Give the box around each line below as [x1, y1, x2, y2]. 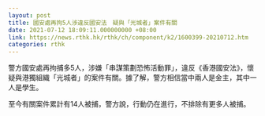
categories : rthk [8, 41, 65, 49]
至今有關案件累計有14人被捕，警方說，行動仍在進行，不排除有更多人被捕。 [8, 100, 251, 109]
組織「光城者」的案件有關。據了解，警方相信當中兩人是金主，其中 [35, 73, 250, 82]
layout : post [8, 11, 51, 20]
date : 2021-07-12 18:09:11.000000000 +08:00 [8, 26, 157, 34]
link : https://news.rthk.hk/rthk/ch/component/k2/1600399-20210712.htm [8, 33, 248, 42]
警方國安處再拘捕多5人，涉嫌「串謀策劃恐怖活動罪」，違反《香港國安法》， [8, 63, 248, 73]
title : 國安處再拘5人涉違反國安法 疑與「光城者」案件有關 [8, 19, 177, 27]
